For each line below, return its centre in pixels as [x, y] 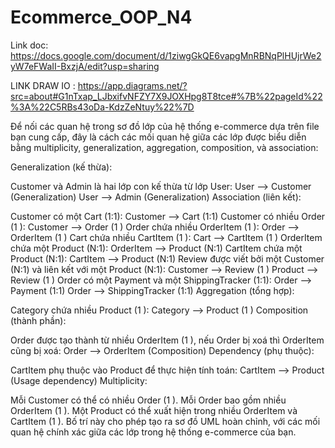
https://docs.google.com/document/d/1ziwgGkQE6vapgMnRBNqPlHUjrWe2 [166, 55]
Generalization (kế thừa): [61, 167]
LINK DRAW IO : [43, 85]
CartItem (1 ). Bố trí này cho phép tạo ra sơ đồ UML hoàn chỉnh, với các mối [165, 421]
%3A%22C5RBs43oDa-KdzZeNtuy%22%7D [102, 107]
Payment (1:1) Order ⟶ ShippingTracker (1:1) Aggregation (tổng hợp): [152, 290]
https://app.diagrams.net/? [132, 85]
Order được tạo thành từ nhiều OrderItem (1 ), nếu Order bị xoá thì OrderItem [167, 340]
